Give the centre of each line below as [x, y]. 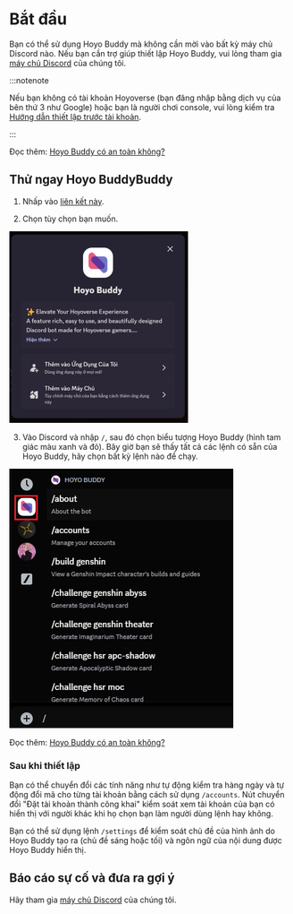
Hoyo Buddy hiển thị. [48, 850]
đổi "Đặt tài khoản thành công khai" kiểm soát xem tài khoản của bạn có [142, 804]
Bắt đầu [38, 19]
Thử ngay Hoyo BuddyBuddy [91, 180]
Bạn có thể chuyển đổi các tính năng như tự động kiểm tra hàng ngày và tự [146, 785]
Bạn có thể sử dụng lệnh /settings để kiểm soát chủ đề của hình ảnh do [142, 831]
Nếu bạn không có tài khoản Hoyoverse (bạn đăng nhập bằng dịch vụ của [145, 98]
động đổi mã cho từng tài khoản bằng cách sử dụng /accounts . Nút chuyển [147, 795]
